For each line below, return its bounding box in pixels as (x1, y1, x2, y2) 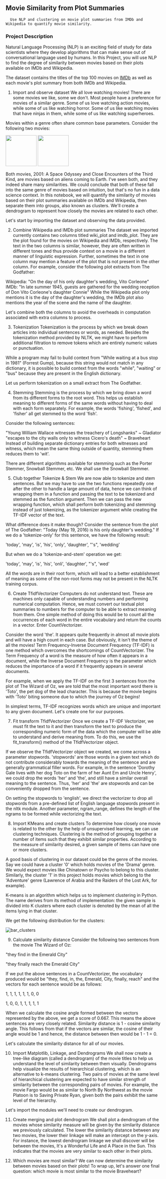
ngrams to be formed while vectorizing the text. (5, 811, 103, 817)
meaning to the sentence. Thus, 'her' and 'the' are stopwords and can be (5, 780, 154, 786)
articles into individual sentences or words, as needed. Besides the (12, 329, 149, 335)
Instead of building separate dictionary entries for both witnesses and (5, 440, 148, 447)
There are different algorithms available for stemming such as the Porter (5, 460, 153, 466)
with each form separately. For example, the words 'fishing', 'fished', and (12, 406, 161, 411)
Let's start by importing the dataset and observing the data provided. (5, 218, 146, 224)
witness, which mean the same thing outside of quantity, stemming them (5, 446, 154, 452)
